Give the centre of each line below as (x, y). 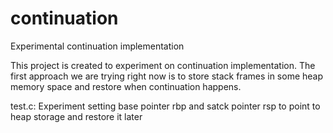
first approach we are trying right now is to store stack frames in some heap (167, 76)
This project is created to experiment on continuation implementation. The (163, 65)
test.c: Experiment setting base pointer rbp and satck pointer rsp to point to (165, 106)
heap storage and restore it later (76, 116)
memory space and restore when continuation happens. (126, 86)
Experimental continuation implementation (97, 46)
